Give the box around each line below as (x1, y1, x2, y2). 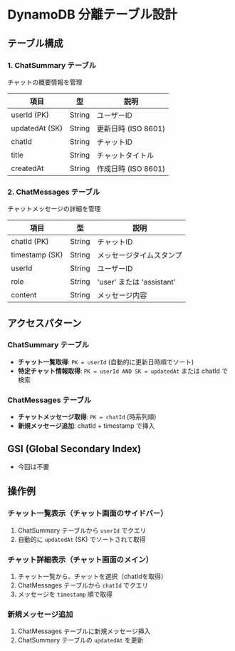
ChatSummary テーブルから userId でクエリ (17, 526, 147, 535)
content (11, 290, 37, 300)
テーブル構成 (7, 37, 63, 49)
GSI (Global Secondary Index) (7, 443, 141, 455)
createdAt (11, 163, 44, 173)
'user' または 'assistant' (97, 277, 176, 287)
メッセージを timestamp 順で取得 (17, 590, 113, 598)
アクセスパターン (7, 317, 82, 329)
